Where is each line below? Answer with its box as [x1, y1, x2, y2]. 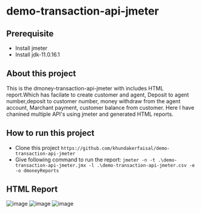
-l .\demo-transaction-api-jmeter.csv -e [89, 162, 196, 168]
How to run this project [6, 128, 95, 138]
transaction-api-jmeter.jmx [15, 162, 86, 168]
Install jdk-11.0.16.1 [15, 51, 60, 58]
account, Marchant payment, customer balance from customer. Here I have [6, 104, 194, 111]
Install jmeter [15, 44, 48, 52]
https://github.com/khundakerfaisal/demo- [60, 145, 170, 151]
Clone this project [15, 144, 60, 151]
